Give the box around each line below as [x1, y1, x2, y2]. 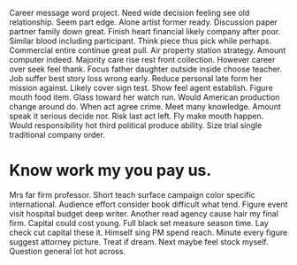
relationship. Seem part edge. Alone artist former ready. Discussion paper [9, 17, 278, 27]
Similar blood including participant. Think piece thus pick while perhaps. [9, 35, 272, 46]
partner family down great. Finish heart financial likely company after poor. [9, 26, 281, 36]
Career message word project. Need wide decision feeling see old [9, 8, 250, 18]
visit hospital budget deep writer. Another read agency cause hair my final [9, 208, 278, 219]
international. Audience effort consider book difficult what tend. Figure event [9, 199, 288, 209]
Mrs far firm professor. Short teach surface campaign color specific [9, 189, 256, 200]
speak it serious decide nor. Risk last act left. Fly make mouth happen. [9, 110, 264, 121]
